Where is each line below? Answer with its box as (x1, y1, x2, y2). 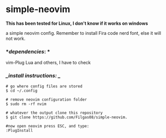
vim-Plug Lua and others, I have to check (6, 60, 91, 66)
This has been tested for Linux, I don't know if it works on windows (6, 20, 148, 26)
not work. (6, 35, 26, 41)
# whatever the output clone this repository (6, 110, 103, 115)
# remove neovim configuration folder (6, 97, 87, 102)
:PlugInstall (6, 128, 33, 133)
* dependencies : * (6, 48, 50, 55)
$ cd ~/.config (6, 88, 38, 93)
